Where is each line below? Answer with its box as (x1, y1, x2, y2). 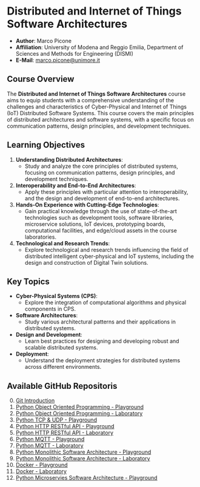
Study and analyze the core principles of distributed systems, (24, 162, 178, 170)
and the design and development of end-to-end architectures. (24, 194, 180, 202)
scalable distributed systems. (24, 344, 98, 351)
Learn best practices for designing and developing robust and (24, 337, 179, 345)
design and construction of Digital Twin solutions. (24, 259, 148, 266)
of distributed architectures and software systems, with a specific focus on (7, 116, 194, 123)
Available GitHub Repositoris (7, 380, 118, 391)
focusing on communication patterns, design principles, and (24, 168, 175, 176)
